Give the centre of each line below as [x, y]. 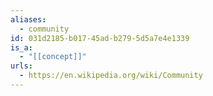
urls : [21, 66]
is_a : [21, 47]
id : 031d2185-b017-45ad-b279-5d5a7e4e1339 [100, 38]
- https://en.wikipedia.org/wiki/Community [111, 76]
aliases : [28, 19]
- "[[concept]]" [53, 57]
